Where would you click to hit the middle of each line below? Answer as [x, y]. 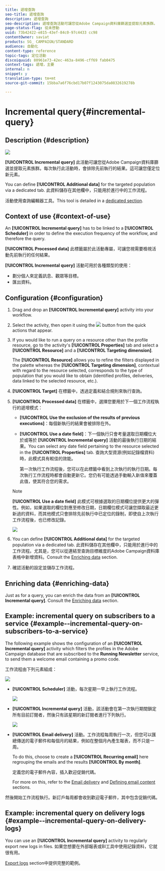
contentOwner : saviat [27, 37]
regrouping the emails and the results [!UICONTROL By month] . [77, 762]
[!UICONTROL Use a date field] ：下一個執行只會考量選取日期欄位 [86, 434]
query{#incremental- [101, 112]
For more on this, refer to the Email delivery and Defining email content [84, 782]
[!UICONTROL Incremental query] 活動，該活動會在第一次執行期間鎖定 [84, 708]
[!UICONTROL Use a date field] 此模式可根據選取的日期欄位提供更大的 [83, 501]
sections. [21, 787]
